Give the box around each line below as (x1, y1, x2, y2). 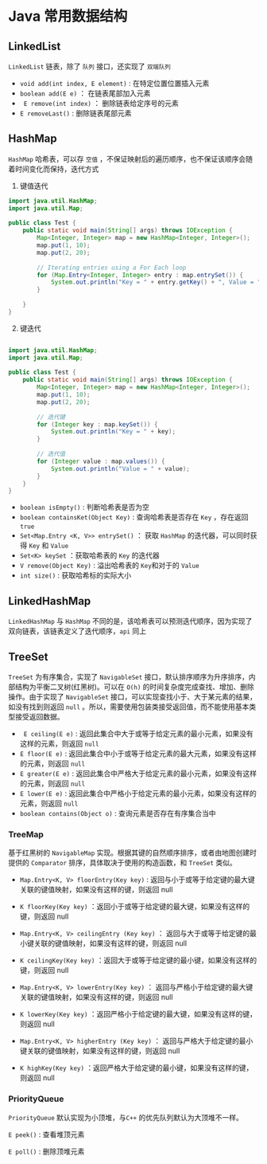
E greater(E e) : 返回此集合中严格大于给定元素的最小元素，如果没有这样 (19, 768, 257, 778)
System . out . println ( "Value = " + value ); (50, 464, 191, 472)
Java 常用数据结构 (8, 7, 128, 25)
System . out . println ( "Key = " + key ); (50, 428, 176, 436)
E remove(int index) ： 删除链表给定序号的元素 (23, 99, 179, 108)
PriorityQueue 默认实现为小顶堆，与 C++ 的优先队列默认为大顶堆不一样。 (8, 1112, 244, 1122)
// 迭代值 (37, 450, 66, 458)
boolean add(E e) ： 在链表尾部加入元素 (19, 88, 151, 98)
